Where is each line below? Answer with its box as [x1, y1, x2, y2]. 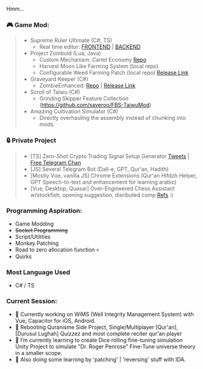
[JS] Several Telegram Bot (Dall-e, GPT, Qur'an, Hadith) [30, 165, 169, 173]
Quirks [15, 252, 32, 260]
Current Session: [6, 297, 58, 306]
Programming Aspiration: [6, 206, 82, 215]
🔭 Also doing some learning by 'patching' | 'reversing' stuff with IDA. [15, 356, 186, 364]
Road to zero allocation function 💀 [15, 246, 99, 253]
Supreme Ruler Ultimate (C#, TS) [30, 36, 112, 44]
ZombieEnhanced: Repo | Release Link [39, 82, 136, 89]
